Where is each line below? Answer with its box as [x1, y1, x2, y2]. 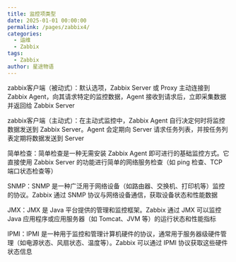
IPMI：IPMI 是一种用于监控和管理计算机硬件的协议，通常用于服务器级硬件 [7, 229, 221, 238]
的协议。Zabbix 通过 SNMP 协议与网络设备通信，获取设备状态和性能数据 [7, 190, 218, 199]
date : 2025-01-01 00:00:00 [7, 17, 87, 24]
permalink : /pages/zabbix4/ [7, 23, 90, 30]
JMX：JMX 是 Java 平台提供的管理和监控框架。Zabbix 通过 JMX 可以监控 [7, 205, 222, 214]
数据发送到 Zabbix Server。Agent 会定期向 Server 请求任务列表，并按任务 [7, 125, 223, 133]
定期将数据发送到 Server [13, 134, 85, 142]
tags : [7, 50, 23, 57]
